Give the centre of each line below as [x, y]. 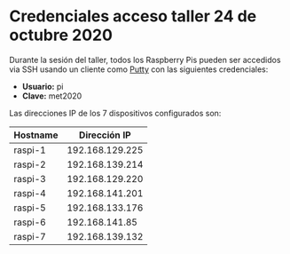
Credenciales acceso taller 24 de [133, 16]
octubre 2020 [61, 35]
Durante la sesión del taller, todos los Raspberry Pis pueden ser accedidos [145, 60]
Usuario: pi [43, 86]
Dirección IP [105, 135]
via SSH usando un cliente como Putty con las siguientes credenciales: [139, 69]
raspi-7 [30, 236]
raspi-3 [30, 179]
